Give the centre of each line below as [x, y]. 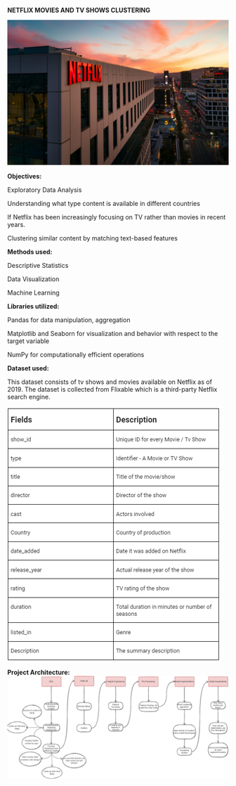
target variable [28, 341]
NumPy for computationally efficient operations [76, 354]
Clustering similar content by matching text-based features [92, 238]
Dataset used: [28, 368]
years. [17, 224]
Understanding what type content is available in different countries [104, 203]
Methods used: [30, 252]
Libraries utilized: [33, 306]
